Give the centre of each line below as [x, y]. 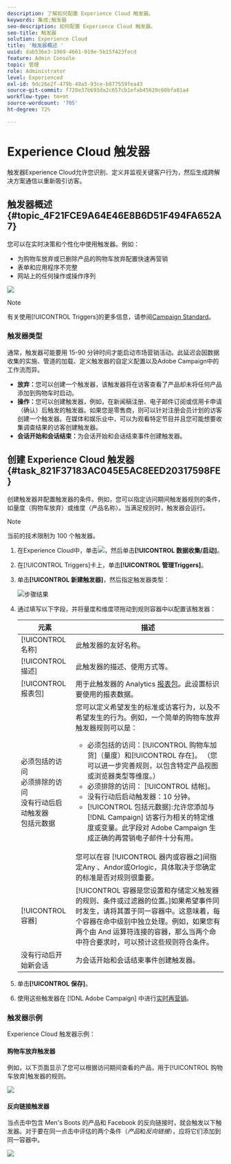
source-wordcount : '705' [43, 103]
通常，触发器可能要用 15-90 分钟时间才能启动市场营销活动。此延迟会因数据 [113, 352]
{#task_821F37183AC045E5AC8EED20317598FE [114, 471]
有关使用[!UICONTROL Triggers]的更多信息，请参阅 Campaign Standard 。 [111, 317]
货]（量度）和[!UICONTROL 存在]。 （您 [152, 755]
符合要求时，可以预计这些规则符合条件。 [148, 942]
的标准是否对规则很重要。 [117, 877]
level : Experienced [35, 77]
